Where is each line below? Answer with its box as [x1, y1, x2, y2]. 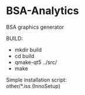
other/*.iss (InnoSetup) [6, 82, 60, 89]
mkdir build [14, 46, 42, 53]
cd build [14, 52, 35, 59]
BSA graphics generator [6, 23, 64, 30]
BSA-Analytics [6, 4, 79, 18]
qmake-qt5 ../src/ [14, 59, 57, 66]
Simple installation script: [6, 76, 67, 83]
